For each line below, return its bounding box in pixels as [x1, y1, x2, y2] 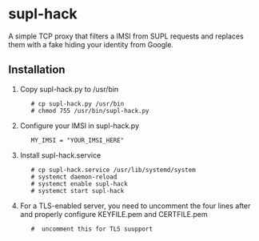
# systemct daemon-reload [30, 173, 118, 181]
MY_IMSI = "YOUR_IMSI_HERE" [30, 136, 125, 144]
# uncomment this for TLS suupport [30, 225, 153, 233]
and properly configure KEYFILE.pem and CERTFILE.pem [19, 209, 208, 219]
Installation [8, 63, 66, 77]
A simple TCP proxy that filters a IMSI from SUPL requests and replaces [8, 31, 244, 41]
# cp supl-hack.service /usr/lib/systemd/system [30, 166, 196, 174]
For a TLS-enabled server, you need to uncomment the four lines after [19, 201, 251, 211]
